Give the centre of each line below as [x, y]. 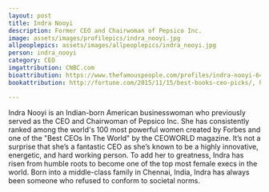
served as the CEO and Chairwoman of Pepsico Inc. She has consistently [129, 121]
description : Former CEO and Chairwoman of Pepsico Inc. [105, 30]
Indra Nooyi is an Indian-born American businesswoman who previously [127, 112]
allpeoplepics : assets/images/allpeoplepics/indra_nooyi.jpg [112, 46]
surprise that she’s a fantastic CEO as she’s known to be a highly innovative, [133, 146]
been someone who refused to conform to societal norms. [104, 180]
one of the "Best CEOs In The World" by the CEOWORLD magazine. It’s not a [134, 138]
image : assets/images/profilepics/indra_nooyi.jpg [94, 38]
